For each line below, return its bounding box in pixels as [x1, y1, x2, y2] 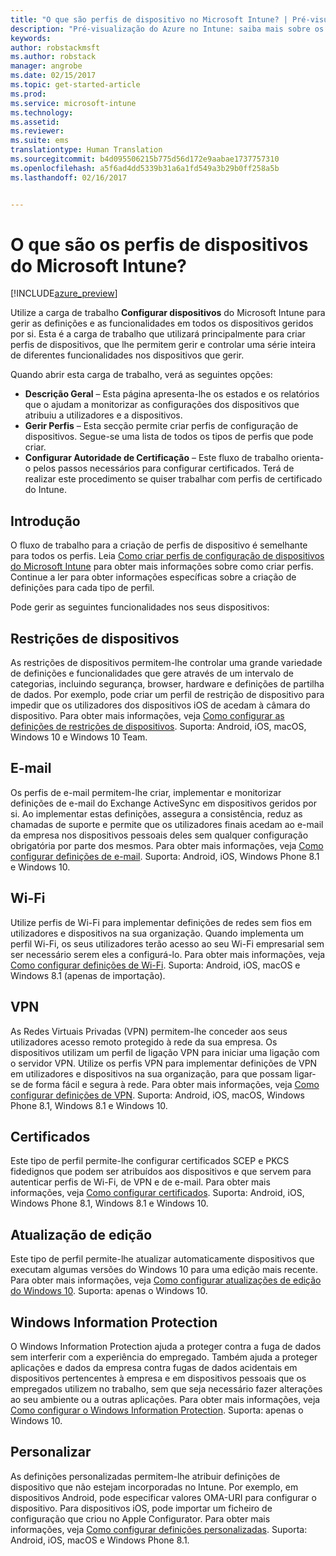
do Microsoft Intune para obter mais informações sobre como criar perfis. [10, 561, 314, 573]
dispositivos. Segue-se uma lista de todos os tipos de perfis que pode [24, 431, 314, 443]
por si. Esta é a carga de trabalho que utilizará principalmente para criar [10, 328, 306, 340]
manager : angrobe [10, 61, 83, 71]
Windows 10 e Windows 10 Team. [10, 731, 148, 743]
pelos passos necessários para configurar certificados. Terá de [33, 462, 295, 475]
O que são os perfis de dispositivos [10, 233, 309, 256]
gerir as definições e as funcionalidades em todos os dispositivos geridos [10, 317, 314, 330]
